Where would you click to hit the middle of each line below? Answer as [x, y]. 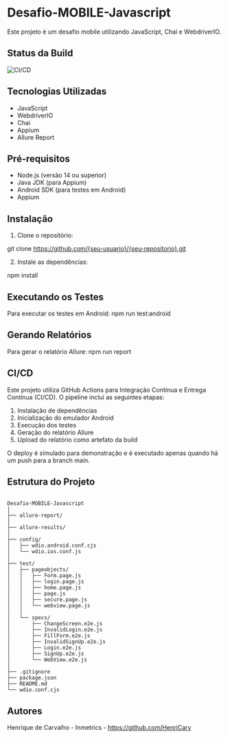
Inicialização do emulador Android [66, 418]
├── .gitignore [29, 672]
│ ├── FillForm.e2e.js [49, 636]
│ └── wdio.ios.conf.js [44, 552]
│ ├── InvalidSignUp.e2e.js [57, 642]
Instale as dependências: [52, 262]
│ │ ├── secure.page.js [47, 600]
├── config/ [24, 540]
